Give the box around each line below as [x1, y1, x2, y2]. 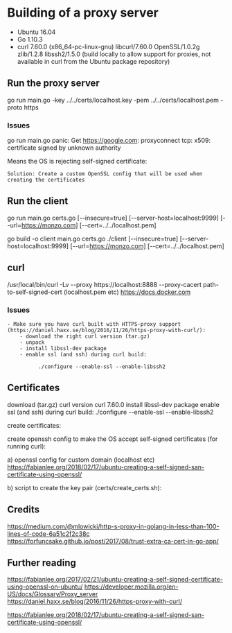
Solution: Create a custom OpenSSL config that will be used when [7, 171, 203, 177]
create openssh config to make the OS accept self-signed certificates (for [7, 435, 218, 443]
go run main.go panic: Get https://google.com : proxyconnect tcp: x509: [7, 137, 211, 145]
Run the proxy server [7, 78, 100, 89]
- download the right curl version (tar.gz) [19, 333, 150, 340]
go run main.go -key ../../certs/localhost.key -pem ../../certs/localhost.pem [7, 96, 220, 104]
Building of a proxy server [7, 5, 159, 21]
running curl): [7, 442, 46, 450]
